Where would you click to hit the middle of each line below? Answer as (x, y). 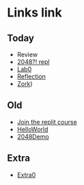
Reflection (31, 76)
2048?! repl (33, 62)
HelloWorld (32, 129)
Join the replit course (47, 122)
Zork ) (25, 84)
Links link (35, 13)
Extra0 (26, 175)
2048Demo (33, 136)
